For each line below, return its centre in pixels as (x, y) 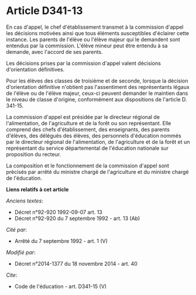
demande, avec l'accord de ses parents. (55, 52)
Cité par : (17, 229)
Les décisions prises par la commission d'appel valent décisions (83, 63)
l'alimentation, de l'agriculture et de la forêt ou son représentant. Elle (89, 123)
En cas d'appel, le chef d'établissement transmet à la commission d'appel (95, 27)
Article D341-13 (44, 11)
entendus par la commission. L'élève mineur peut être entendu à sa (87, 46)
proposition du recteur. (34, 154)
